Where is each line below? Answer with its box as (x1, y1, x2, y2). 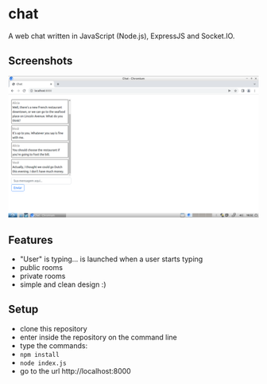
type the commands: (19, 340, 88, 351)
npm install (19, 351, 60, 359)
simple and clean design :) (19, 280, 106, 289)
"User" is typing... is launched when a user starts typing (19, 254, 203, 264)
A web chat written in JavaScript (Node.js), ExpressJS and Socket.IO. (8, 31, 235, 41)
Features (8, 233, 53, 247)
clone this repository (19, 323, 87, 333)
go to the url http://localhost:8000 (19, 366, 131, 375)
